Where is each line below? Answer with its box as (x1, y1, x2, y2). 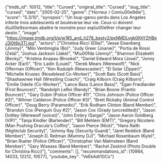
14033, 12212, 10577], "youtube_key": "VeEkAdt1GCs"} (5, 154, 114, 159)
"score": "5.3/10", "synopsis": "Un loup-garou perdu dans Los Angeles (5, 15, 146, 20)
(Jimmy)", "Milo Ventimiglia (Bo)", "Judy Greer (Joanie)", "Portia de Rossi (5, 46, 150, 51)
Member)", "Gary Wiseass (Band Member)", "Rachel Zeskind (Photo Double (5, 143, 156, 149)
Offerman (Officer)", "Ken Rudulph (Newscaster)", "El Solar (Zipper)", (5, 66, 143, 72)
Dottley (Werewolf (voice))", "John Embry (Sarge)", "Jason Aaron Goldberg (5, 113, 154, 118)
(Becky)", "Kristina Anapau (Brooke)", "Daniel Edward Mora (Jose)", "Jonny (5, 56, 155, 61)
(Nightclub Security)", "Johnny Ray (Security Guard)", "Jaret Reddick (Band (5, 128, 154, 133)
